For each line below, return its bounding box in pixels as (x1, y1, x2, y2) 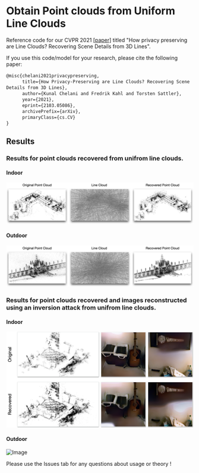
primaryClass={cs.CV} (21, 114, 76, 120)
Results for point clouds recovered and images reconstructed (6, 296, 187, 304)
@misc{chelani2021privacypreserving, (6, 72, 100, 78)
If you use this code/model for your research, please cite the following (6, 54, 178, 61)
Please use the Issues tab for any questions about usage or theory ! (6, 460, 172, 467)
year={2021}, (21, 96, 55, 102)
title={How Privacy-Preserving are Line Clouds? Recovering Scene (21, 78, 190, 84)
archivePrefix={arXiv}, (21, 108, 81, 114)
